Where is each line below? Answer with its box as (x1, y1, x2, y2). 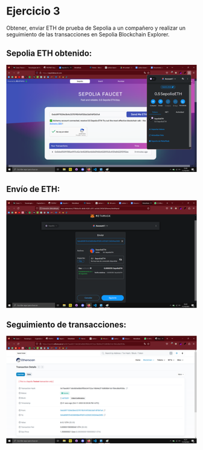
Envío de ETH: (6, 184, 60, 194)
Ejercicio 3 (6, 4, 60, 18)
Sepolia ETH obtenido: (6, 48, 92, 59)
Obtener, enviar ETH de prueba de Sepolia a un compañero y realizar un (6, 24, 186, 31)
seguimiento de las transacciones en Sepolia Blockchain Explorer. (6, 30, 170, 38)
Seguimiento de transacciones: (6, 319, 127, 329)
